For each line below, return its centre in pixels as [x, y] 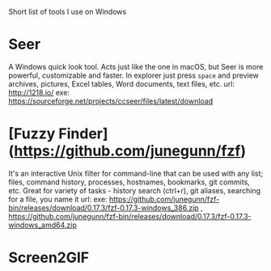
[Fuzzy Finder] [58, 134]
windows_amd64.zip [42, 225]
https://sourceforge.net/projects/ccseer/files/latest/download [111, 101]
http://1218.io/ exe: [39, 92]
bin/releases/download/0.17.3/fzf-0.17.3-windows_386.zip [104, 207]
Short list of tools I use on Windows [68, 12]
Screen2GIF [49, 258]
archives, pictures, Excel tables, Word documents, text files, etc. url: [122, 83]
